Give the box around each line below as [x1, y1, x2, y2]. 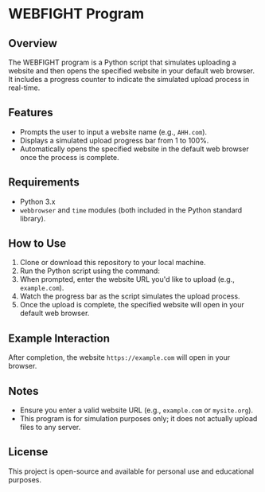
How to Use [8, 236, 67, 251]
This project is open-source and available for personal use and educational [8, 467, 255, 476]
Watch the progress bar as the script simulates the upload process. [19, 291, 240, 301]
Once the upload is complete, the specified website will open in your [19, 300, 245, 310]
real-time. [8, 83, 41, 92]
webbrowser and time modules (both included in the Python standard [19, 205, 243, 215]
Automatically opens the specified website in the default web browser [19, 144, 249, 154]
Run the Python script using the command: [19, 266, 161, 275]
